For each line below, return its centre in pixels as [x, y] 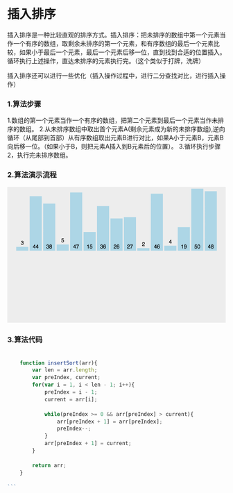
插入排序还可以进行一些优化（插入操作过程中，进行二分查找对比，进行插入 [113, 75]
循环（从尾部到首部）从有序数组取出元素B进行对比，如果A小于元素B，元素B [115, 138]
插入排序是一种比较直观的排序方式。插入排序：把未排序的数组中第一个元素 [113, 35]
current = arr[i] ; [71, 399]
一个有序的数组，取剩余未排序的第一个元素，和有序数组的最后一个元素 [113, 43]
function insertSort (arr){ [59, 363]
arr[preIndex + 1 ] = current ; [88, 444]
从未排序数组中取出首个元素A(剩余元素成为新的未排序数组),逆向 [135, 129]
